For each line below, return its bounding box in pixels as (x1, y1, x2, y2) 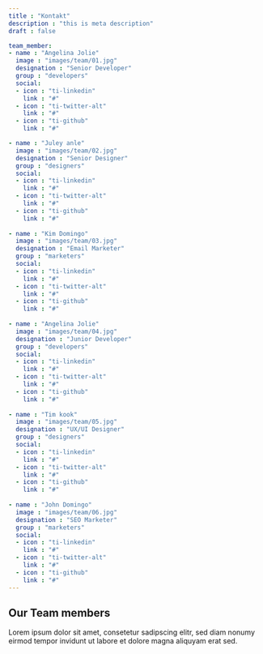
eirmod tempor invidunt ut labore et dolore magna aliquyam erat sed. (8, 636, 238, 646)
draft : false (8, 27, 57, 35)
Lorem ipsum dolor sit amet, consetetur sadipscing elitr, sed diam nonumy (8, 627, 256, 637)
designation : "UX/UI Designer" (15, 425, 125, 434)
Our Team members (8, 605, 111, 620)
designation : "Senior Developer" (15, 64, 132, 73)
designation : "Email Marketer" (15, 245, 125, 253)
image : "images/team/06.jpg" (15, 508, 117, 516)
